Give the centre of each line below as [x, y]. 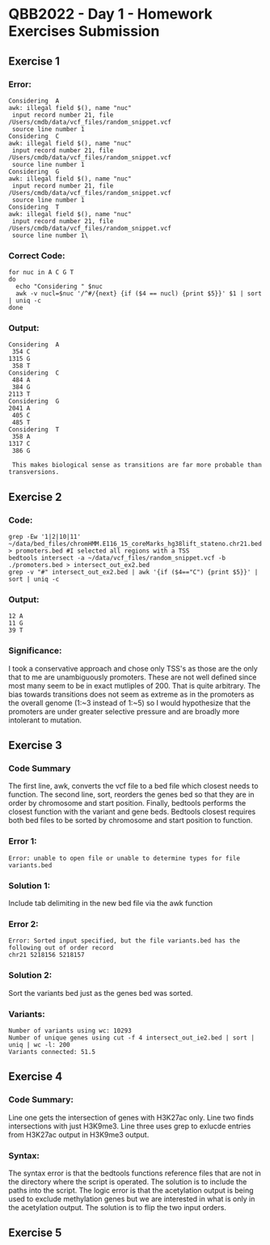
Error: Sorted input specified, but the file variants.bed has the [124, 941]
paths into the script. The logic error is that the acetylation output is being [131, 1190]
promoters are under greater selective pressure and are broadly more [124, 711]
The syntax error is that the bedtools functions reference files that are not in [135, 1173]
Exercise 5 [35, 1233]
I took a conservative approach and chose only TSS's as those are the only [133, 668]
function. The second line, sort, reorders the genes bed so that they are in [131, 794]
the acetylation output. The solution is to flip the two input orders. [117, 1207]
